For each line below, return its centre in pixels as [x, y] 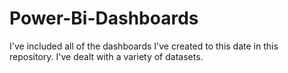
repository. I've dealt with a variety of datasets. [106, 56]
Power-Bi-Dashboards [104, 18]
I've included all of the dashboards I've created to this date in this [144, 46]
